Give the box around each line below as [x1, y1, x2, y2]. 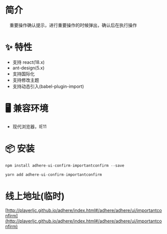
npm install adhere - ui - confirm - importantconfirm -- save [5, 163, 124, 168]
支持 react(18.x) [12, 59, 45, 65]
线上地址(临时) [5, 190, 65, 202]
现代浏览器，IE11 [12, 124, 47, 130]
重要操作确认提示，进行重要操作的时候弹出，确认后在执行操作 [10, 22, 137, 28]
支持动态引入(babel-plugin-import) [12, 83, 84, 89]
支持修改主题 [12, 77, 39, 83]
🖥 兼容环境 [5, 103, 49, 114]
